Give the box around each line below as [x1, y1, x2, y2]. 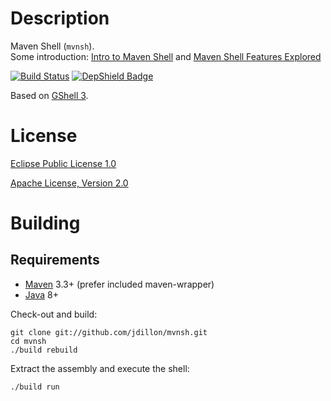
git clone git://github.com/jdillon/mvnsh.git [10, 327, 208, 337]
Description [10, 7, 110, 30]
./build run [10, 382, 60, 392]
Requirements [10, 252, 100, 269]
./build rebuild [10, 345, 78, 355]
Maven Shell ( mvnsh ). [10, 40, 95, 52]
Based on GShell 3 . [10, 89, 89, 101]
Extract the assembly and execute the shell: [10, 362, 190, 374]
